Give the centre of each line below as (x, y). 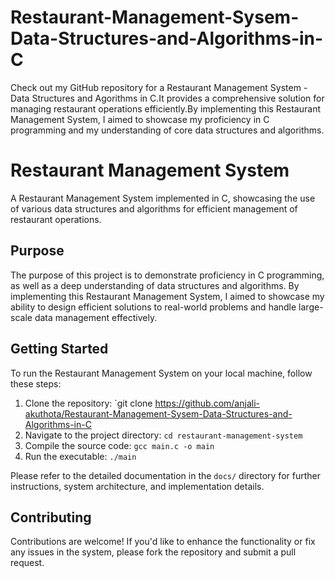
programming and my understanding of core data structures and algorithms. (167, 130)
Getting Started (59, 349)
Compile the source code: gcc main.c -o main (119, 445)
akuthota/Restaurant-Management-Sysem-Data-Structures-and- (158, 413)
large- (311, 307)
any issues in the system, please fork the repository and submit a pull (153, 552)
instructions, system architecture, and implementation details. (137, 486)
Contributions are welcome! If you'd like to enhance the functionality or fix (163, 542)
